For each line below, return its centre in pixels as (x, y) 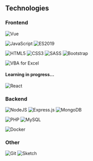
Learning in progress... (30, 75)
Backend (16, 99)
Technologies (27, 8)
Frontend (17, 23)
